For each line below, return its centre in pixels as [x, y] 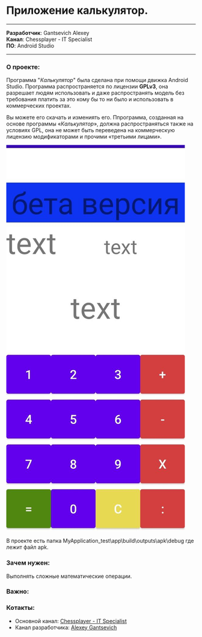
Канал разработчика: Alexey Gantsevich [66, 627]
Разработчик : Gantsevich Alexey [48, 33]
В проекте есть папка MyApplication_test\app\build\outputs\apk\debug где [100, 541]
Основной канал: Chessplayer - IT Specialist [71, 621]
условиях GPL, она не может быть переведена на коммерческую [91, 130]
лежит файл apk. [28, 547]
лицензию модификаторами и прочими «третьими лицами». [84, 137]
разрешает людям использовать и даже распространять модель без [95, 93]
